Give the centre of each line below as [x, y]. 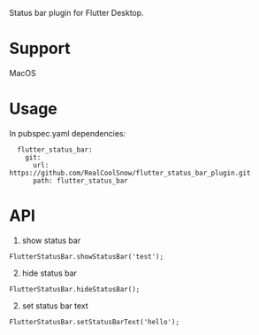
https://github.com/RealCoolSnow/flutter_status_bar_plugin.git [130, 173]
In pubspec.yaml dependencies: [68, 133]
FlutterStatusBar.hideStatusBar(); [75, 289]
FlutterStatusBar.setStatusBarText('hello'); [94, 322]
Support [40, 49]
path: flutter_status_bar [80, 181]
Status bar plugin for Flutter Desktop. [76, 13]
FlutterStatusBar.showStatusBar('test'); [87, 256]
